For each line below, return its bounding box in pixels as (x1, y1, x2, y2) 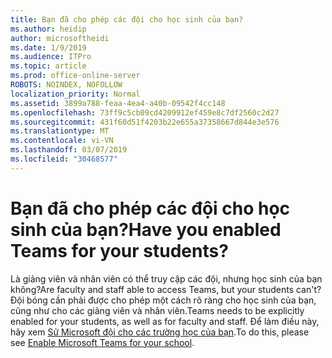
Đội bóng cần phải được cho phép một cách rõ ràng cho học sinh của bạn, (10, 294, 317, 306)
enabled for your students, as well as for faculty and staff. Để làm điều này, (10, 315, 320, 327)
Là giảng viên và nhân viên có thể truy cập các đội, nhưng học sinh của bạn (10, 272, 323, 285)
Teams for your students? (10, 239, 229, 262)
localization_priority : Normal (10, 89, 141, 99)
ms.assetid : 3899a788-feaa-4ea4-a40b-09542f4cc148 (10, 98, 226, 108)
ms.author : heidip (10, 24, 87, 34)
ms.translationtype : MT (10, 126, 110, 136)
